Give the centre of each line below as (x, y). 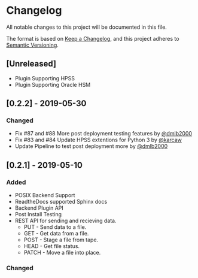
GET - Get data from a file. (56, 234)
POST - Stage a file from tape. (61, 240)
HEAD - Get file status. (51, 246)
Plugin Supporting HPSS (45, 78)
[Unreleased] (31, 64)
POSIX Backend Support (45, 195)
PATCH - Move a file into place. (62, 253)
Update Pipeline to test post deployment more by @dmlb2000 (91, 146)
